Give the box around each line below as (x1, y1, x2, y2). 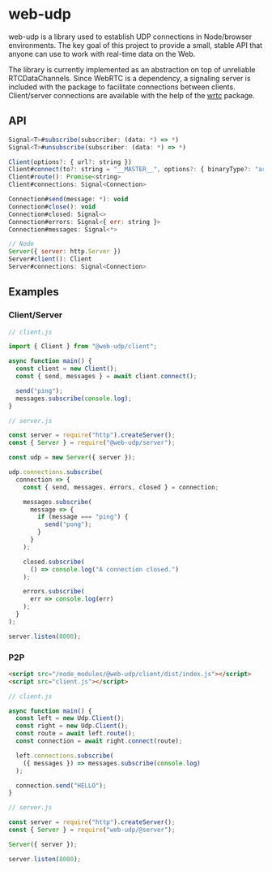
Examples (8, 285, 59, 299)
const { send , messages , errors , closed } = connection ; (23, 483, 219, 491)
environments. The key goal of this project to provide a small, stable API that (8, 40, 263, 50)
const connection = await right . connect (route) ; (15, 737, 183, 745)
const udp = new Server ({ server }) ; (8, 454, 136, 462)
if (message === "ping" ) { (37, 513, 129, 521)
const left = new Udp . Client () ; (15, 714, 125, 722)
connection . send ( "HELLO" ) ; (15, 781, 107, 790)
